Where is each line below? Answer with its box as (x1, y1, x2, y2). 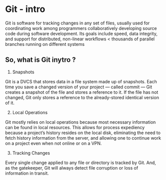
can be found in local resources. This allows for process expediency (5, 124, 145, 130)
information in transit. (5, 170, 49, 176)
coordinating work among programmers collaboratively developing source (5, 25, 157, 31)
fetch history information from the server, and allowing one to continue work (5, 135, 162, 141)
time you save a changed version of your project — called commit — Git (5, 84, 153, 90)
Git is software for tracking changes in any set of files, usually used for (5, 20, 150, 26)
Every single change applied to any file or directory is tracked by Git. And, (5, 160, 157, 166)
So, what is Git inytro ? (5, 56, 76, 64)
